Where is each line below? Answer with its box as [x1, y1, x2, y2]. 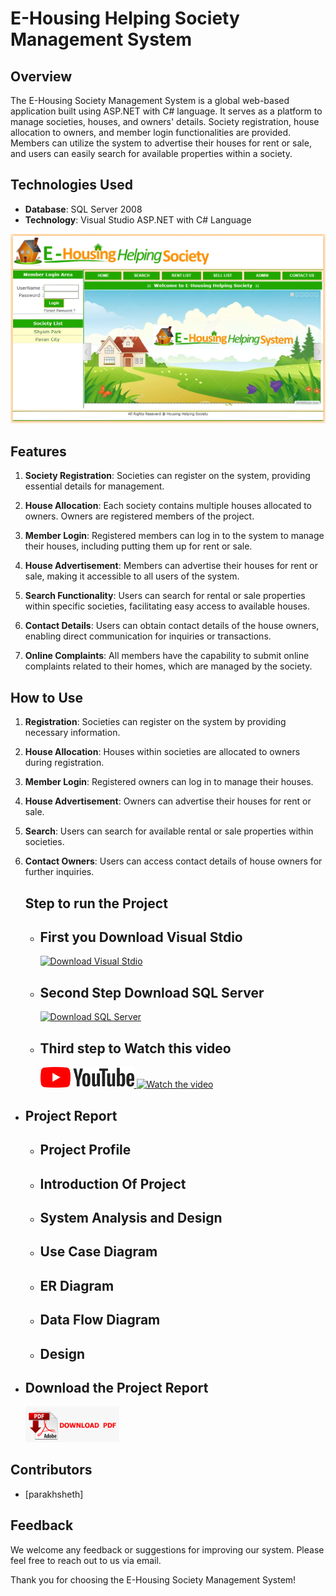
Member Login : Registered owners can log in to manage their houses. [24, 776, 314, 788]
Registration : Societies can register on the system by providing [24, 716, 287, 728]
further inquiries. [24, 866, 95, 878]
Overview [10, 68, 73, 85]
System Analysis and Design [39, 1209, 223, 1226]
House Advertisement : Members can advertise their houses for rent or [24, 560, 318, 572]
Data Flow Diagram [39, 1312, 161, 1329]
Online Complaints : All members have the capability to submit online [24, 650, 310, 662]
